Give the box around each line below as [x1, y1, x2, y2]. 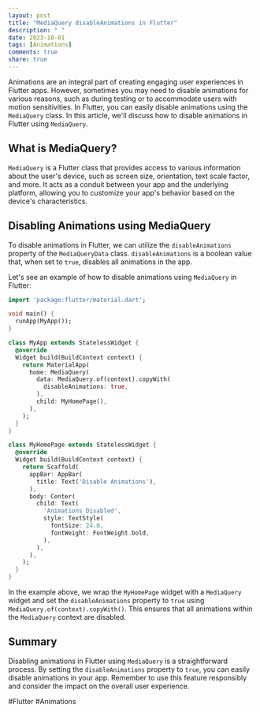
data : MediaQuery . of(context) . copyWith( [36, 375, 171, 383]
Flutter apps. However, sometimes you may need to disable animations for [8, 85, 249, 95]
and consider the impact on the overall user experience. [8, 681, 190, 691]
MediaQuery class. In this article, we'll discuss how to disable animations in [8, 110, 248, 120]
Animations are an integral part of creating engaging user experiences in [8, 76, 244, 87]
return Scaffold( [22, 463, 80, 471]
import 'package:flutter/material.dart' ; [8, 296, 147, 304]
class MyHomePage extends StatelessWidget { [8, 441, 157, 449]
